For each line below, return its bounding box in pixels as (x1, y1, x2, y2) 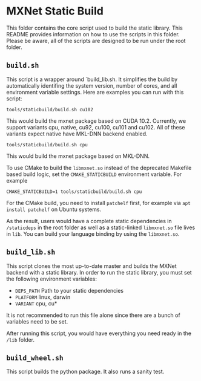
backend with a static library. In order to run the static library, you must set (6, 269, 192, 276)
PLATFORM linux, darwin (15, 293, 71, 301)
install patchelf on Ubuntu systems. (6, 206, 102, 213)
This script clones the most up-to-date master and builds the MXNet (6, 262, 177, 270)
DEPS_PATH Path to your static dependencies (15, 287, 124, 294)
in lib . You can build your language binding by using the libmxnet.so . (6, 230, 180, 237)
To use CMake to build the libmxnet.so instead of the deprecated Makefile (6, 164, 192, 171)
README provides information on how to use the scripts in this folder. (6, 30, 180, 37)
